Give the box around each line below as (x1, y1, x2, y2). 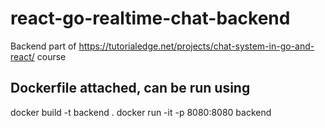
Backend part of (10, 40, 77, 52)
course (36, 50, 67, 62)
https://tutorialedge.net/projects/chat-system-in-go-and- (78, 40, 315, 52)
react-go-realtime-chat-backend (10, 7, 291, 30)
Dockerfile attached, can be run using (10, 80, 251, 97)
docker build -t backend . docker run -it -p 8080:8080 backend (10, 106, 272, 118)
